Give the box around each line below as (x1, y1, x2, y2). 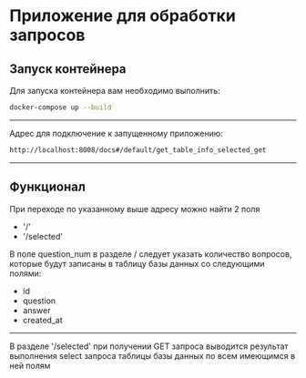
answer (22, 304, 51, 315)
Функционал (9, 179, 87, 195)
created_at (22, 314, 63, 325)
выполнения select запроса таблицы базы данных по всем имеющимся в (9, 350, 296, 361)
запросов (9, 25, 86, 46)
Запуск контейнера (9, 61, 127, 77)
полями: (9, 268, 42, 279)
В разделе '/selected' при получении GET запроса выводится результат (9, 341, 289, 352)
